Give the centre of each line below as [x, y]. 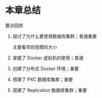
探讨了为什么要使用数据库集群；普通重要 [55, 36]
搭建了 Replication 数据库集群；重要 [50, 90]
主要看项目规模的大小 [35, 47]
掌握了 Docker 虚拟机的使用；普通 [48, 58]
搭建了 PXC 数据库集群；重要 [43, 79]
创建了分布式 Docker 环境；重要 [46, 69]
